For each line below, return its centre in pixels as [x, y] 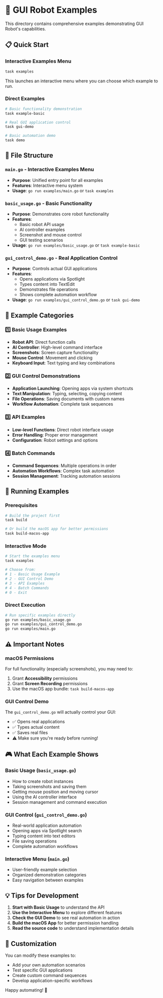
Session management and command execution [59, 802]
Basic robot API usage [42, 225]
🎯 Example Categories [39, 315]
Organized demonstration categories [49, 875]
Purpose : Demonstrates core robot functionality [60, 214]
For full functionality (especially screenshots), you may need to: [69, 668]
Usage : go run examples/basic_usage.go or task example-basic [76, 245]
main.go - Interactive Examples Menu [50, 170]
